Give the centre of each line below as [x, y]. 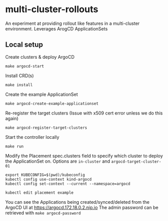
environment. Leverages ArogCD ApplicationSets [57, 28]
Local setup [24, 45]
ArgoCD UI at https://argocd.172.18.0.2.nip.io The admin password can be [82, 207]
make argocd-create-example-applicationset [52, 103]
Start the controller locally [32, 137]
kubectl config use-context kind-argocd [49, 179]
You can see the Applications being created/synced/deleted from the [77, 202]
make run [14, 146]
